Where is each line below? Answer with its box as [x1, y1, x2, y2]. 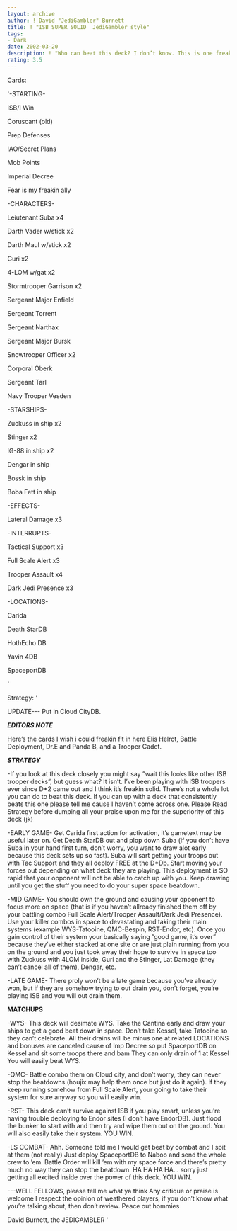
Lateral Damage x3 [7, 515, 62, 523]
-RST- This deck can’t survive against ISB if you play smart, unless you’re [7, 1106, 221, 1115]
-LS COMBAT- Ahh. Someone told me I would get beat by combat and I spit [7, 1142, 226, 1151]
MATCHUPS [7, 1005, 44, 1014]
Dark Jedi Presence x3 [7, 584, 74, 592]
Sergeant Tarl [7, 378, 47, 386]
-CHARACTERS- [7, 199, 55, 208]
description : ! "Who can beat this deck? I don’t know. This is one [7, 50, 213, 57]
